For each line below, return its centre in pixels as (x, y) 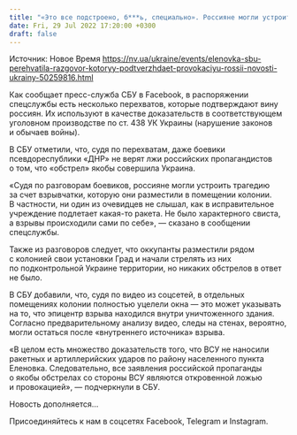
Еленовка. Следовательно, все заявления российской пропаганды (136, 369)
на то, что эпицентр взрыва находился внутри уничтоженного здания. (142, 314)
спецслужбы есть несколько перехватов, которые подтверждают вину (144, 104)
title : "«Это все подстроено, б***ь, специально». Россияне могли (134, 17)
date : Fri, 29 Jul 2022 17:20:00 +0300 (83, 26)
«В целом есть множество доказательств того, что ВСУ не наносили (139, 349)
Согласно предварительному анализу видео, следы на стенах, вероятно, (148, 323)
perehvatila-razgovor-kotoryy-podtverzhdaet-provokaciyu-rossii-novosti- (143, 68)
